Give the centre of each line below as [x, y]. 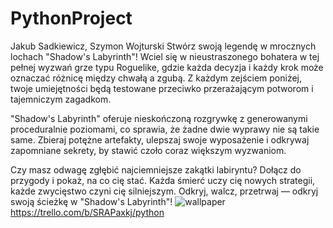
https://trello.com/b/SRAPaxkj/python [87, 212]
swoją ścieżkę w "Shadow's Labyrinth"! [91, 201]
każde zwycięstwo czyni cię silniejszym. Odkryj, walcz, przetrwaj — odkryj [164, 191]
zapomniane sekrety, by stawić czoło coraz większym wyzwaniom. [148, 150]
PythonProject [71, 18]
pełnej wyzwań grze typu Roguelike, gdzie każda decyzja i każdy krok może [167, 67]
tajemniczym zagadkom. [61, 99]
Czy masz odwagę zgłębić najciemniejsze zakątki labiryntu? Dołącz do [156, 169]
